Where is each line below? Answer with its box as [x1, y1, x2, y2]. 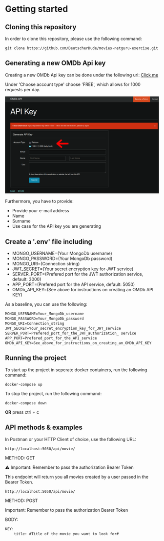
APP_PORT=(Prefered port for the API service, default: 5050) [12, 281, 135, 287]
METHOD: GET [5, 455, 35, 461]
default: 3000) [12, 277, 41, 282]
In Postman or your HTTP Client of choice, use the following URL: [5, 436, 137, 442]
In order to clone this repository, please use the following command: [5, 36, 143, 41]
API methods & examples [5, 423, 83, 432]
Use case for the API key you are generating [12, 223, 102, 229]
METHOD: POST [5, 498, 38, 503]
